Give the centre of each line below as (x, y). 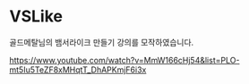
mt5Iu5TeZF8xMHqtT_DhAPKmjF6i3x (78, 70)
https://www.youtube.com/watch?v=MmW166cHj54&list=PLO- (124, 60)
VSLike (36, 17)
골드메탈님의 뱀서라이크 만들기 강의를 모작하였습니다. (102, 42)
